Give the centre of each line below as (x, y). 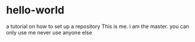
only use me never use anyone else (49, 32)
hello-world (35, 10)
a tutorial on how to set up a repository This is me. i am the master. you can (97, 26)
